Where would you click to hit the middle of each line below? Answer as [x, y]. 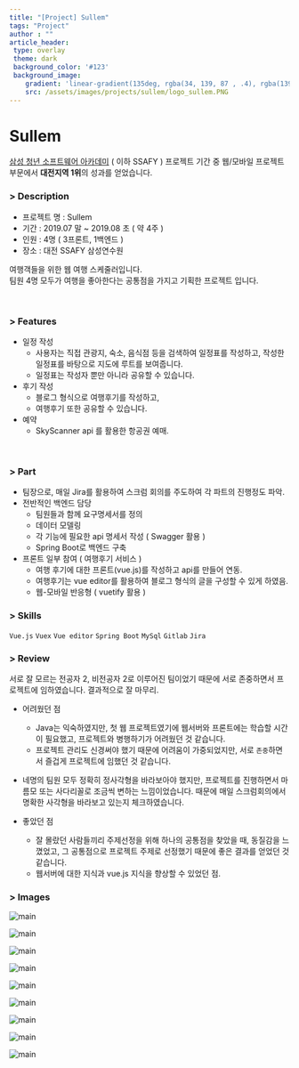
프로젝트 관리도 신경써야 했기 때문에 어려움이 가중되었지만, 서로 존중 [152, 749]
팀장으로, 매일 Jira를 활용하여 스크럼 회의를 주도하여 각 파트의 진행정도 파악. [154, 492]
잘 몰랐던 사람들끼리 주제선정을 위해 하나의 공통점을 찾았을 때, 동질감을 [158, 840]
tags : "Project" [39, 26]
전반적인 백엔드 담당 [57, 503]
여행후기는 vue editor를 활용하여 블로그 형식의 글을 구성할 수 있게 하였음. [162, 581]
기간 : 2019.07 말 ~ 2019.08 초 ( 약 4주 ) [93, 228]
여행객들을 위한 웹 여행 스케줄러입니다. [76, 269]
